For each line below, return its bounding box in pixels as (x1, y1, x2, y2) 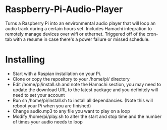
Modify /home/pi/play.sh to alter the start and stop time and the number (12, 113, 162, 119)
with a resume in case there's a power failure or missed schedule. (13, 36, 150, 42)
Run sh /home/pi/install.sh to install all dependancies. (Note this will (12, 97, 153, 103)
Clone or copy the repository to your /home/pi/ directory (12, 76, 130, 82)
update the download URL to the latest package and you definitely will (12, 87, 158, 93)
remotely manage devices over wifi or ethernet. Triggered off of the (5, 31, 146, 37)
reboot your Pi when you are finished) (12, 102, 91, 109)
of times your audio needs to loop (12, 118, 83, 124)
